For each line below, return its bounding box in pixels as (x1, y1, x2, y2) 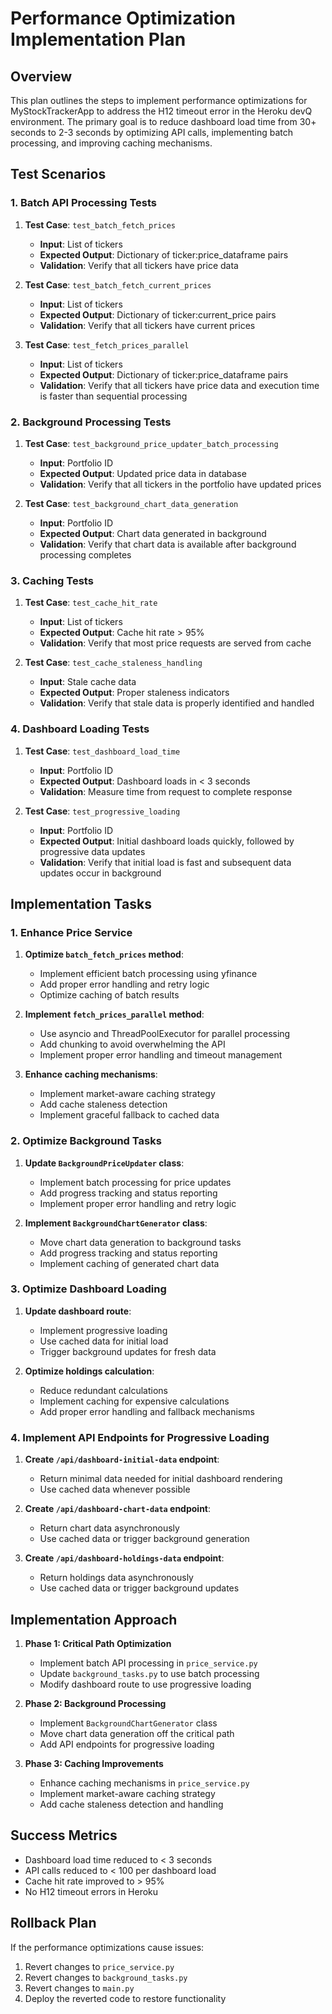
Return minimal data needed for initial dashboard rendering (39, 1473, 283, 1485)
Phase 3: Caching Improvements (24, 1757, 164, 1769)
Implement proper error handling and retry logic (39, 1197, 237, 1209)
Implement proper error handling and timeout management (39, 1049, 283, 1061)
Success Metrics (10, 1827, 118, 1844)
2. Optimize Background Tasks (10, 1134, 162, 1148)
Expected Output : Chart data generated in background (39, 527, 267, 539)
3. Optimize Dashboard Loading (10, 1282, 167, 1296)
